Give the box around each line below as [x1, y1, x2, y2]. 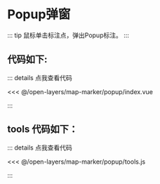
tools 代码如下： [7, 124, 79, 136]
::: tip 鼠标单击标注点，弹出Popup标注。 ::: [7, 31, 130, 39]
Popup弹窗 [7, 6, 71, 22]
